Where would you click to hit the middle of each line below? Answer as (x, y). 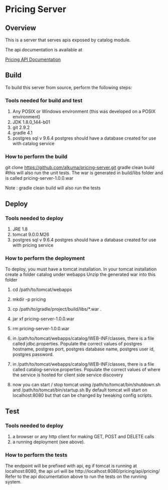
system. (13, 482)
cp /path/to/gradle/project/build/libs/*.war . (57, 309)
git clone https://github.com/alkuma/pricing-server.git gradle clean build (80, 168)
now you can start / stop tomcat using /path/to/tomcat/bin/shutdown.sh (87, 385)
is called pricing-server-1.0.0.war (39, 178)
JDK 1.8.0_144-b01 (31, 122)
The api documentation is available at (44, 50)
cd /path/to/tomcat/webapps (42, 290)
